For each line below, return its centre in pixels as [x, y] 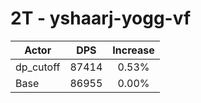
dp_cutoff [38, 67]
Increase [133, 50]
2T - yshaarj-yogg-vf [101, 18]
